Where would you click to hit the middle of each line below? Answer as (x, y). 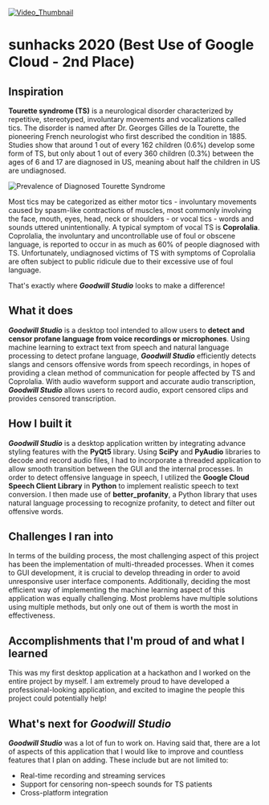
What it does (41, 311)
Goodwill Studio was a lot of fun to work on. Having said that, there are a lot (134, 743)
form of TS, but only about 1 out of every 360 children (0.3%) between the (131, 153)
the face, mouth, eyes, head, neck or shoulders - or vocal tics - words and (131, 219)
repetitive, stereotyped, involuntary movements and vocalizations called (127, 119)
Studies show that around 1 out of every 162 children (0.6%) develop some (132, 145)
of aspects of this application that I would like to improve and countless (126, 752)
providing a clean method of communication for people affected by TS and (132, 373)
